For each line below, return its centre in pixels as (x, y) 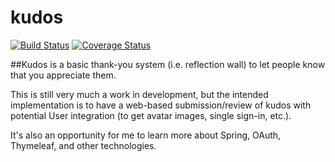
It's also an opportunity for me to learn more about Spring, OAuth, (146, 135)
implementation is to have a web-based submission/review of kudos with (161, 105)
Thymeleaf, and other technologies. (83, 145)
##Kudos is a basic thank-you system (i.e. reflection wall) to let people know (168, 64)
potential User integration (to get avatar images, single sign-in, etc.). (151, 115)
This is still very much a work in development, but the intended (139, 94)
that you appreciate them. (63, 75)
